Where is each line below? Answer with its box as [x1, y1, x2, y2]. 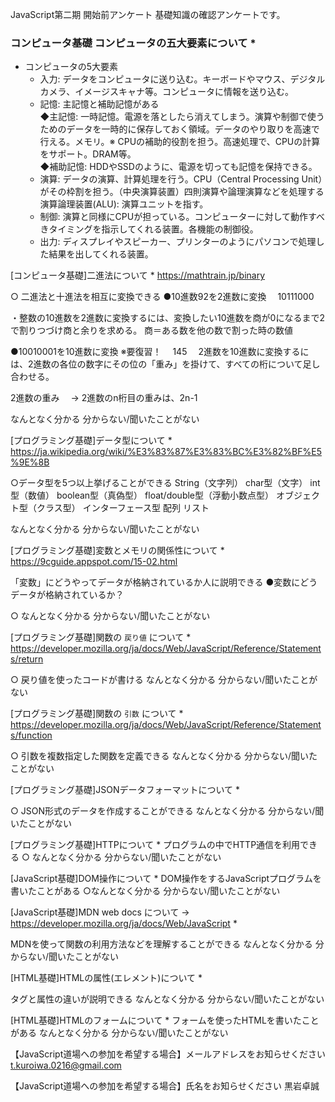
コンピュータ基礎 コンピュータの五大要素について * [10, 36, 257, 50]
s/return [10, 653, 44, 665]
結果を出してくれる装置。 [48, 248, 154, 260]
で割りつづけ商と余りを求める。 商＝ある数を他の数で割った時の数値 [10, 324, 294, 337]
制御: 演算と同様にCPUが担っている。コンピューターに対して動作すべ [39, 211, 326, 223]
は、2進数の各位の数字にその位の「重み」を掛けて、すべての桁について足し [10, 358, 321, 370]
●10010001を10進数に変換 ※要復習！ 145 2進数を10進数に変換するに [10, 346, 310, 358]
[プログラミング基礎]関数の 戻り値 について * [10, 631, 192, 643]
